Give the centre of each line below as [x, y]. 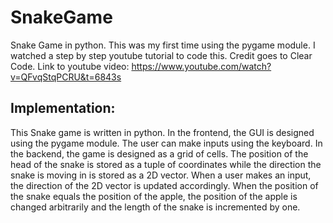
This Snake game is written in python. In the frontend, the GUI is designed [162, 132]
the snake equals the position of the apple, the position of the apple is [154, 196]
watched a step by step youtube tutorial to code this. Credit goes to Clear [161, 55]
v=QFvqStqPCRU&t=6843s [66, 77]
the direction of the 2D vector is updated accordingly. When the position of [164, 185]
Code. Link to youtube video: [70, 66]
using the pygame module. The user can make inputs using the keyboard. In [166, 143]
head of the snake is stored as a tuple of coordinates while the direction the [166, 164]
